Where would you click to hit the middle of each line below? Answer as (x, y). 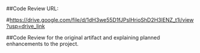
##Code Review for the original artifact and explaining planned (83, 37)
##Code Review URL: (32, 9)
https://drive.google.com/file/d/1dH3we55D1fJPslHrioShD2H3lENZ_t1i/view (101, 20)
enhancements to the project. (42, 44)
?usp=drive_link (26, 26)
